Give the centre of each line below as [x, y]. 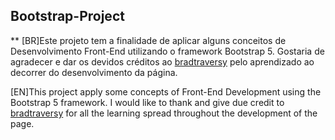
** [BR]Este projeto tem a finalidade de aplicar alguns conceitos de [148, 40]
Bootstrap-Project [67, 16]
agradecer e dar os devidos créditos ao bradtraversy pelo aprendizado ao [162, 61]
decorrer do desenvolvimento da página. [94, 72]
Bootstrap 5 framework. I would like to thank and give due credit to [147, 102]
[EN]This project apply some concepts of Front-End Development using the [166, 91]
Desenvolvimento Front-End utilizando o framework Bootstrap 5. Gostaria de [167, 51]
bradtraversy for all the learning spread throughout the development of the [164, 113]
